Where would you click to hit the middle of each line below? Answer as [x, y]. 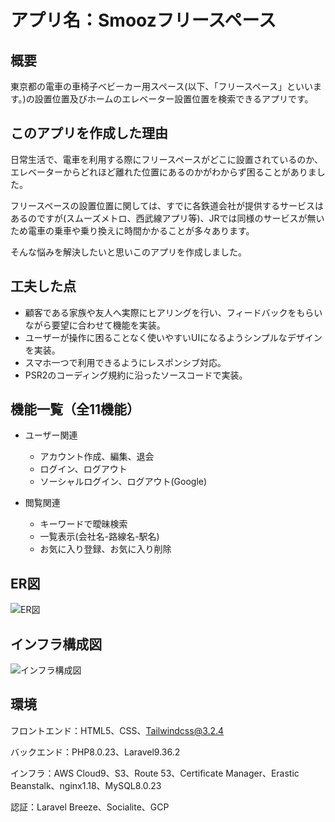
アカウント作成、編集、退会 [97, 457]
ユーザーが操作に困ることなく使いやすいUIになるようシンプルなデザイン [173, 337]
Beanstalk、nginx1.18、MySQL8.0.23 [86, 785]
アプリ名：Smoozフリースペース [143, 20]
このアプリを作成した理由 [89, 133]
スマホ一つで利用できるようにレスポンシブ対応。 [125, 362]
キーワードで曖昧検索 [83, 524]
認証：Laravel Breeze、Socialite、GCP [90, 807]
